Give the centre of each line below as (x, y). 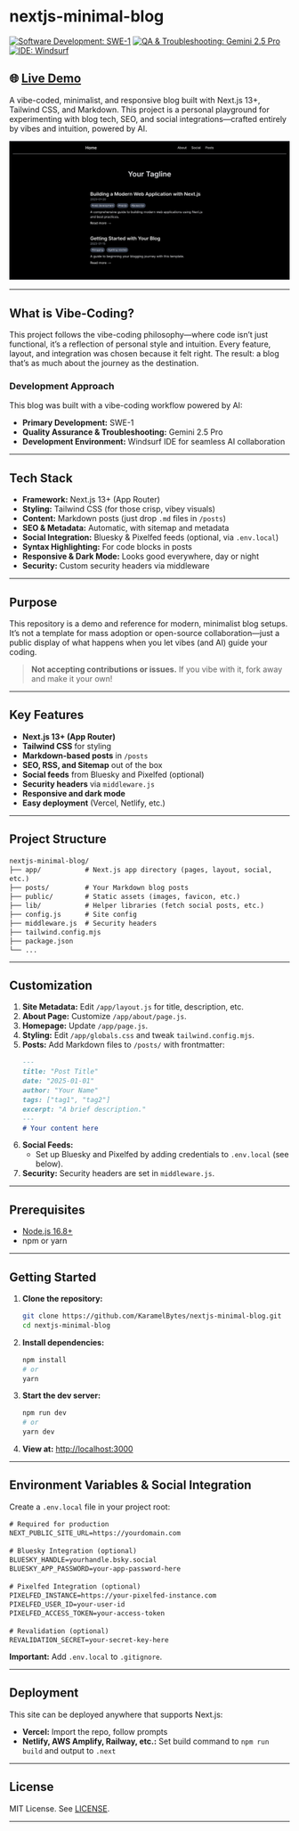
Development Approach (62, 387)
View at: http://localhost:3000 (77, 1449)
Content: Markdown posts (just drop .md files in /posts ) (124, 519)
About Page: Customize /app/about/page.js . (104, 1017)
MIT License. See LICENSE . (60, 1808)
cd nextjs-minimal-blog (66, 1325)
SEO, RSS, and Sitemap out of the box (92, 764)
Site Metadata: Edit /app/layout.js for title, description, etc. (133, 1007)
